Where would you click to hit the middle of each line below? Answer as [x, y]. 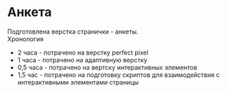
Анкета [30, 12]
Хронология [25, 38]
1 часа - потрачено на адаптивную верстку [82, 59]
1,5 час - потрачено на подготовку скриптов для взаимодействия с [118, 75]
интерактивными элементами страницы [78, 82]
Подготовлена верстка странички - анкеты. [73, 31]
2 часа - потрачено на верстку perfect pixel [83, 52]
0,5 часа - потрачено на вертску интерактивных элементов [107, 67]
